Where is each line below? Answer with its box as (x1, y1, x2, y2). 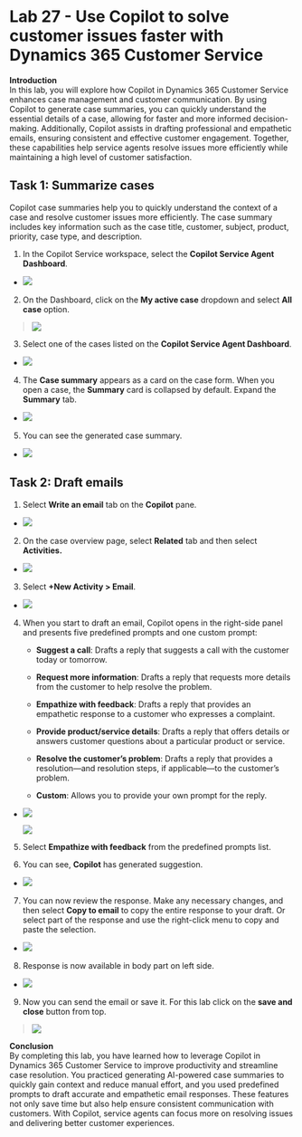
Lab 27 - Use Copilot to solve (9, 6, 230, 27)
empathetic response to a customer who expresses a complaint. (35, 708, 276, 719)
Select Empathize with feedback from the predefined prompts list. (22, 841, 271, 852)
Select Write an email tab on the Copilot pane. (22, 499, 197, 510)
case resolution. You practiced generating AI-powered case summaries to (9, 1069, 285, 1080)
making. (9, 122, 40, 133)
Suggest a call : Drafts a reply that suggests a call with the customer (35, 645, 289, 655)
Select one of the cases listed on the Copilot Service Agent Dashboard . (22, 338, 292, 349)
